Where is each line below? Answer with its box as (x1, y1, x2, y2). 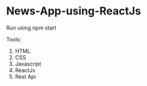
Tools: (6, 35, 22, 43)
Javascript (14, 60, 42, 67)
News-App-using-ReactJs (6, 4, 142, 18)
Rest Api (14, 73, 36, 80)
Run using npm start (6, 24, 57, 31)
